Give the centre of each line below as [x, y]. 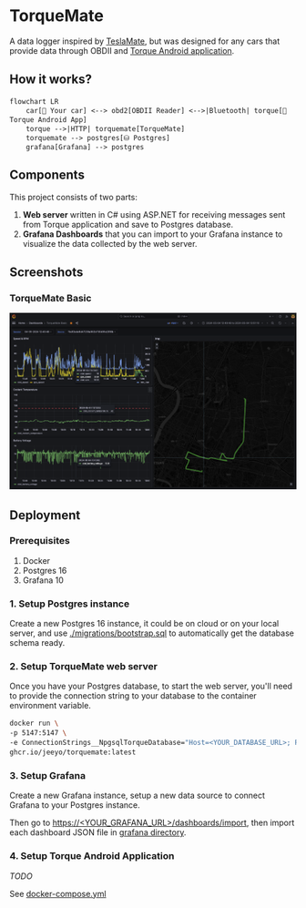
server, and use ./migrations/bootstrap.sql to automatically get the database [152, 633]
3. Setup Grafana [48, 775]
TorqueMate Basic [51, 298]
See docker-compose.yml [58, 893]
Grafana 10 [43, 580]
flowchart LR [34, 101]
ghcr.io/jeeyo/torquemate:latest [73, 752]
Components [47, 175]
